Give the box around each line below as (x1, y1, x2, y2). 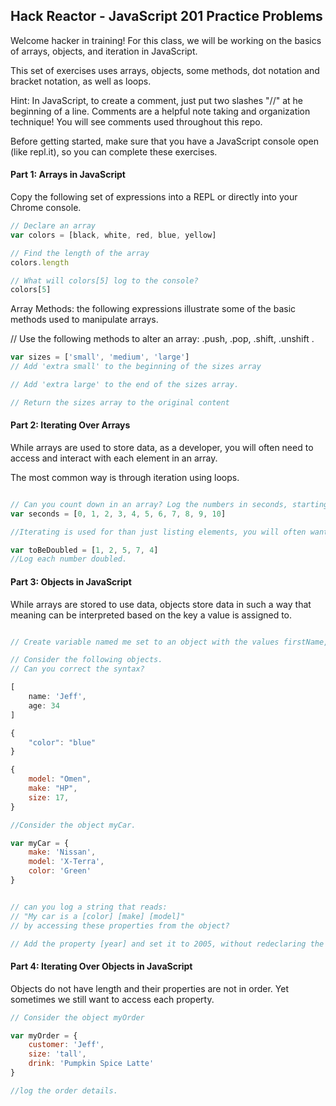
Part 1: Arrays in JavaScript (10, 169, 126, 181)
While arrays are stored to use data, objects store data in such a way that (10, 598, 312, 610)
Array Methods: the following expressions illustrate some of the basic (10, 303, 297, 315)
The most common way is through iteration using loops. (10, 471, 240, 483)
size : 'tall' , (28, 1049, 87, 1059)
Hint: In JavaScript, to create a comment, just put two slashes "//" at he (10, 94, 303, 106)
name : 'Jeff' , (28, 692, 87, 702)
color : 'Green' (28, 866, 92, 876)
